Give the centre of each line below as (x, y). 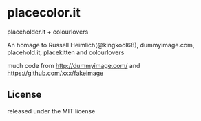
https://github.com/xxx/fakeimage (55, 73)
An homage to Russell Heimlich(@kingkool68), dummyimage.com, (101, 45)
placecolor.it (44, 13)
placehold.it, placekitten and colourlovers (66, 52)
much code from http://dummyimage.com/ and (74, 65)
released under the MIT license (51, 111)
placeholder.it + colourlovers (48, 32)
